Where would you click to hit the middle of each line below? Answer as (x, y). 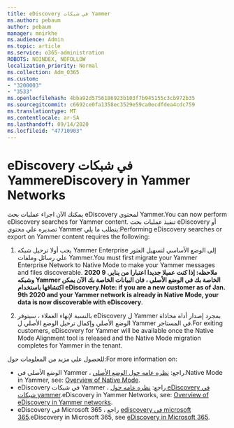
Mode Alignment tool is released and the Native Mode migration (109, 338)
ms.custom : (23, 79)
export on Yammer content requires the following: (79, 237)
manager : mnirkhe (32, 33)
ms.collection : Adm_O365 (43, 72)
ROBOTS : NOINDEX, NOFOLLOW (46, 59)
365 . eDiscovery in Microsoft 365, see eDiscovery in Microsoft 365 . (114, 418)
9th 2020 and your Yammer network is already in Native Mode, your (118, 295)
